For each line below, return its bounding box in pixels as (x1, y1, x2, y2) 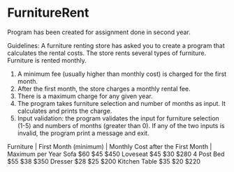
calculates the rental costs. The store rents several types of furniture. (7, 49, 207, 57)
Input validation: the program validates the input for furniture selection (17, 114, 220, 123)
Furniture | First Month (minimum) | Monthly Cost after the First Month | (7, 142, 212, 150)
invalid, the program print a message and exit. (17, 129, 149, 137)
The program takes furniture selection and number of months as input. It (17, 99, 226, 107)
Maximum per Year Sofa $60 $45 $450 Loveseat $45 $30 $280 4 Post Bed (7, 150, 225, 158)
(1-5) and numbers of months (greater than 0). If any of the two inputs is (17, 121, 225, 130)
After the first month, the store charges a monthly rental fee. (17, 84, 191, 93)
